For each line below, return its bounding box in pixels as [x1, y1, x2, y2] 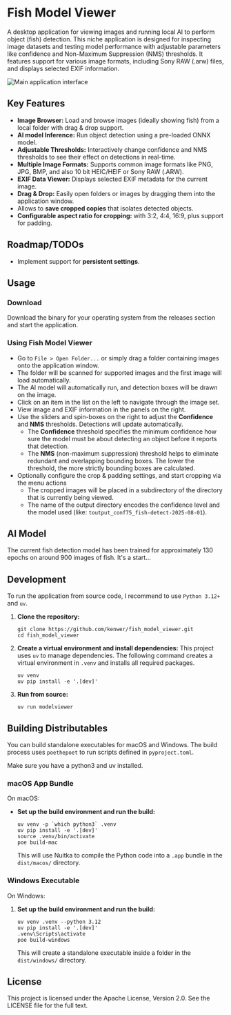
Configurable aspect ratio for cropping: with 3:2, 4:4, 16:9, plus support [17, 211, 224, 220]
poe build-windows [17, 936, 70, 943]
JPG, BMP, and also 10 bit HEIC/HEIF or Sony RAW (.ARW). [17, 167, 184, 175]
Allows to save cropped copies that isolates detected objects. [17, 204, 194, 212]
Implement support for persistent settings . [17, 257, 140, 265]
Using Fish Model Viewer [7, 338, 93, 348]
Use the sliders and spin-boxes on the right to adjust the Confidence [17, 412, 214, 420]
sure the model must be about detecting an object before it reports [27, 434, 217, 443]
